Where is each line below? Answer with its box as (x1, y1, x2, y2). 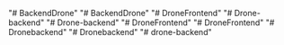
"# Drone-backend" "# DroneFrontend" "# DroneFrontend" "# (46, 17, 275, 28)
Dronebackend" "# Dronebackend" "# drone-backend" (8, 27, 212, 37)
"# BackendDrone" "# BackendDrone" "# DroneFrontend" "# (8, 8, 233, 18)
